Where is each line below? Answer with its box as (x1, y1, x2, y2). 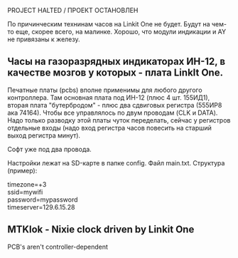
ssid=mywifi (7, 187, 43, 196)
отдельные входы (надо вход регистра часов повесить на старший (7, 123, 212, 132)
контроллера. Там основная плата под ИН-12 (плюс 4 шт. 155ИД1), (7, 93, 210, 102)
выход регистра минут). (7, 131, 80, 140)
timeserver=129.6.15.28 (7, 202, 75, 211)
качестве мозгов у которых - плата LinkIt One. (7, 67, 224, 79)
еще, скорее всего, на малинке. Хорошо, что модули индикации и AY (15, 28, 227, 36)
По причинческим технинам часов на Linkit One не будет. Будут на (7, 20, 211, 28)
